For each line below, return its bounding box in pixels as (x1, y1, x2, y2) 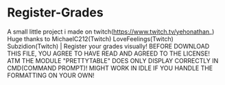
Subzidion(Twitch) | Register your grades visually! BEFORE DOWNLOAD (7, 42, 210, 50)
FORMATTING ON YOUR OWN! (7, 71, 95, 80)
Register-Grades (7, 5, 104, 21)
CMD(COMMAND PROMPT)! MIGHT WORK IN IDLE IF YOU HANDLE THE (7, 64, 213, 72)
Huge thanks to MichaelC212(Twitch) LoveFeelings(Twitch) (7, 34, 174, 42)
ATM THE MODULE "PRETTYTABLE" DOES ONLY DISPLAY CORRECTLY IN (7, 56, 219, 64)
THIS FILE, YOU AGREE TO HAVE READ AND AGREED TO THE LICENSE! (7, 49, 211, 58)
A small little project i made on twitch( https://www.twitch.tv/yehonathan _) (7, 27, 215, 36)
